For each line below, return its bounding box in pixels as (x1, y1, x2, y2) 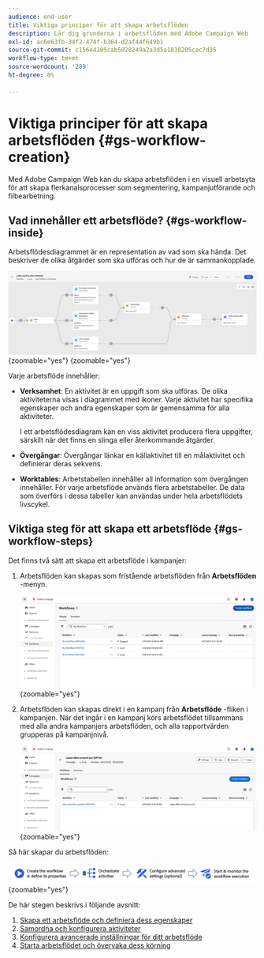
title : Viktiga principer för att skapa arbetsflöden (8, 21, 189, 29)
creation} (8, 148, 71, 166)
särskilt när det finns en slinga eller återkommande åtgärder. (19, 435, 215, 444)
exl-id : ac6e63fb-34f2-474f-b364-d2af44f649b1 (8, 38, 164, 46)
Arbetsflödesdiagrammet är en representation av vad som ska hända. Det (8, 247, 247, 257)
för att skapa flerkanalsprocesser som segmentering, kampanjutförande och (8, 183, 256, 192)
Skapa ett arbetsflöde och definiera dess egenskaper (19, 915, 193, 925)
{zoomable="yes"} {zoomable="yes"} (8, 356, 131, 365)
